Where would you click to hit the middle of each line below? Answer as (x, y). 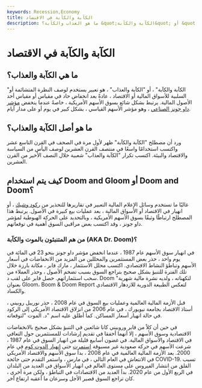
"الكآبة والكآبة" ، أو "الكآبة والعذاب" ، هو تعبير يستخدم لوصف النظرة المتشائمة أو (96, 90)
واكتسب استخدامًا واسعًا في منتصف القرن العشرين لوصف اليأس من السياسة (92, 149)
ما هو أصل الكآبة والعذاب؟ (50, 128)
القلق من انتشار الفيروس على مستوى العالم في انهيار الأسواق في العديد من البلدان (99, 366)
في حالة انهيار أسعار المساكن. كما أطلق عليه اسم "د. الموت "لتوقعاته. (84, 316)
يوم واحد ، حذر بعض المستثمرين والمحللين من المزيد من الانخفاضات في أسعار (94, 259)
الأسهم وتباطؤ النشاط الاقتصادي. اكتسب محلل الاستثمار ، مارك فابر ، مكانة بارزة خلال (102, 266)
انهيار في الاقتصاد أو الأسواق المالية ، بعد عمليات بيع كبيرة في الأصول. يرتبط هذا (95, 211)
